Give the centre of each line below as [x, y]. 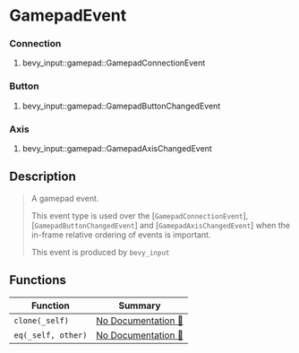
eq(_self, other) [51, 335]
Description [43, 177]
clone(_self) [42, 320]
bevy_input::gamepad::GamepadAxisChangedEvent [117, 149]
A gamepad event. [65, 198]
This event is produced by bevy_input [100, 252]
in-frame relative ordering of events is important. [121, 235]
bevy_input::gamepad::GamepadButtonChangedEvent [121, 106]
